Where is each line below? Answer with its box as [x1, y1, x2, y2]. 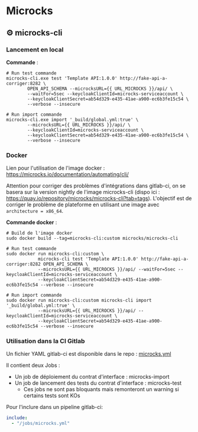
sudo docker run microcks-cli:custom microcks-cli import [6, 297, 152, 304]
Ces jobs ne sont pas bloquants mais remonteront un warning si [23, 386, 179, 393]
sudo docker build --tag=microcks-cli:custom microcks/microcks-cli [6, 235, 178, 242]
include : [6, 415, 28, 421]
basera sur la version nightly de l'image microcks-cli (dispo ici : [6, 189, 160, 196]
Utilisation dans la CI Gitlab [6, 337, 85, 345]
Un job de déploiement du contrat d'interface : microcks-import [14, 373, 170, 381]
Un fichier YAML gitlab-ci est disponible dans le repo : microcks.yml [6, 350, 171, 358]
